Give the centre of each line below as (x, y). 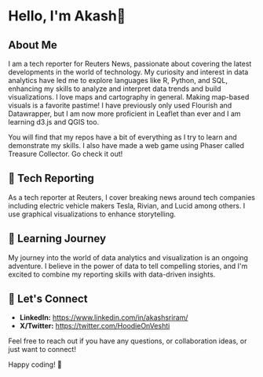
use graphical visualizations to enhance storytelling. (92, 214)
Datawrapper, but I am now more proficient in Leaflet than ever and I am (124, 114)
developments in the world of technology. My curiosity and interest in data (128, 72)
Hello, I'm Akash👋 (67, 16)
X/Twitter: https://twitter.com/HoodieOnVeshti (95, 326)
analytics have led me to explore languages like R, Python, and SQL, (118, 80)
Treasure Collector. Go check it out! (66, 154)
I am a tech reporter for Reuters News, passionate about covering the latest (130, 63)
